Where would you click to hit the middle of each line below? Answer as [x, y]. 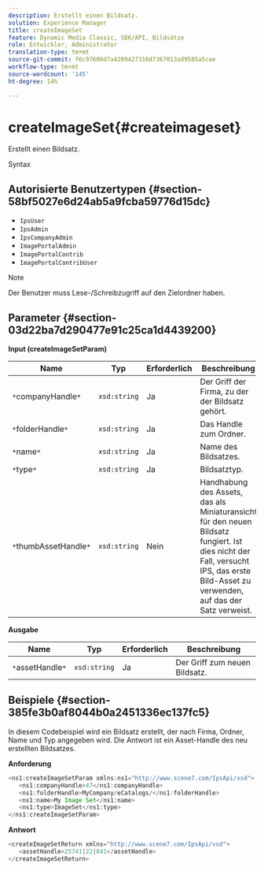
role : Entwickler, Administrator [63, 45]
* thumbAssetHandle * [51, 546]
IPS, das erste [225, 571]
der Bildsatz [222, 401]
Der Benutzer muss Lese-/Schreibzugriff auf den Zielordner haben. [117, 293]
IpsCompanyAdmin [46, 238]
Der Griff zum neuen [213, 663]
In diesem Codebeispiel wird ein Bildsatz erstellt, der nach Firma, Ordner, [126, 731]
